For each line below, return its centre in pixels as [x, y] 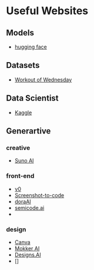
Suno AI [24, 161]
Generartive [28, 131]
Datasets [23, 65]
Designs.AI [28, 255]
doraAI [23, 201]
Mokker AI [27, 248]
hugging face [31, 47]
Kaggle [23, 112]
